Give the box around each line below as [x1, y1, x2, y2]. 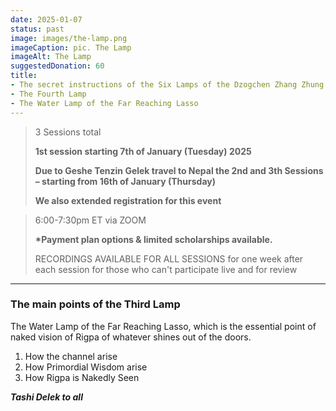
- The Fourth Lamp [10, 89, 87, 99]
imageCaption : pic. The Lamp [10, 42, 132, 53]
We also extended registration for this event [34, 194, 222, 206]
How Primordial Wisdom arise [24, 361, 148, 373]
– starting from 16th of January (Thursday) [34, 175, 216, 187]
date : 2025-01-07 [10, 14, 83, 25]
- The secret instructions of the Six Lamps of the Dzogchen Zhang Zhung [10, 80, 325, 90]
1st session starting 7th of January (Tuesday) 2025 [34, 145, 252, 157]
